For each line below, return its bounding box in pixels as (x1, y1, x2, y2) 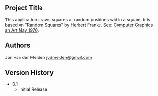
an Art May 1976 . (5, 27, 39, 33)
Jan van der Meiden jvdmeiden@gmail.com (5, 54, 93, 60)
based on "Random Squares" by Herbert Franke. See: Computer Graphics (5, 22, 153, 28)
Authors (5, 41, 31, 50)
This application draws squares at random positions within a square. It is (5, 17, 150, 22)
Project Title (5, 4, 43, 12)
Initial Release (19, 86, 48, 92)
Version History (5, 68, 54, 77)
